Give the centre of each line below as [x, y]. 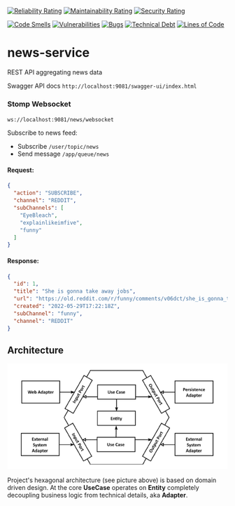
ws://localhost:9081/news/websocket [60, 120]
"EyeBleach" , [39, 215]
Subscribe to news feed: [43, 133]
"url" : [23, 299]
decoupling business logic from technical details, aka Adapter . [98, 495]
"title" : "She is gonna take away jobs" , [75, 291]
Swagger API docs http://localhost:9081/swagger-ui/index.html [102, 86]
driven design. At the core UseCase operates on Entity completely [103, 488]
